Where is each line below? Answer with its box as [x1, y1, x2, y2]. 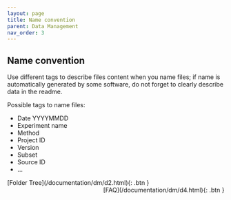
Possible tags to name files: [7, 101, 86, 109]
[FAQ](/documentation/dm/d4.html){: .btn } [103, 186, 225, 195]
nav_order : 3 [7, 29, 45, 36]
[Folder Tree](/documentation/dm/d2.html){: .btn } [7, 179, 150, 187]
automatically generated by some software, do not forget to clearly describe [7, 80, 224, 89]
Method [17, 129, 40, 137]
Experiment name [17, 122, 68, 130]
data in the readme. [7, 87, 63, 96]
